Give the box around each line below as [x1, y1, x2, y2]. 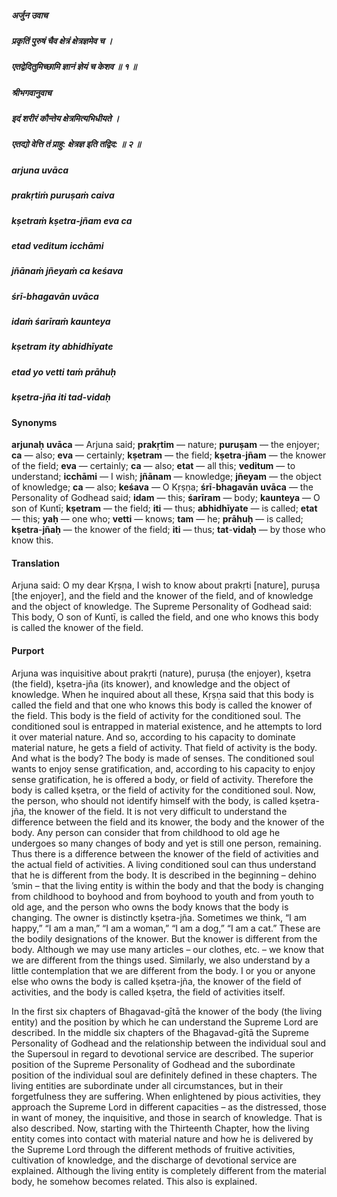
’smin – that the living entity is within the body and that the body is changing [11, 879, 324, 891]
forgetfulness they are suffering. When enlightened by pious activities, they [11, 1090, 321, 1102]
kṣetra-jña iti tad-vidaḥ [11, 391, 111, 403]
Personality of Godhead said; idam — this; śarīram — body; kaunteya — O [11, 492, 321, 504]
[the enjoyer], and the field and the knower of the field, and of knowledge [11, 590, 314, 602]
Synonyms [11, 416, 58, 428]
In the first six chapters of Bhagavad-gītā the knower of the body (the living [11, 1005, 323, 1017]
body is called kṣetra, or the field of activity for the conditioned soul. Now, [11, 784, 316, 796]
